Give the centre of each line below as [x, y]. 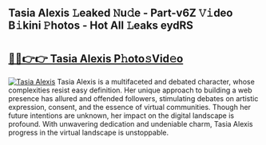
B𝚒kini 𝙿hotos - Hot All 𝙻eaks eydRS [101, 26]
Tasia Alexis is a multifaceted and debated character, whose [156, 82]
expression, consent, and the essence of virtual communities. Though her [130, 107]
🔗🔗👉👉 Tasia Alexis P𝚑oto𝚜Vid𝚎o [96, 59]
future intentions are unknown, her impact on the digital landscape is [121, 116]
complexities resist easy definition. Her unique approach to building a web [130, 90]
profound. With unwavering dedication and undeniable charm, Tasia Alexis [131, 124]
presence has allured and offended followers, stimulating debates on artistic [133, 98]
